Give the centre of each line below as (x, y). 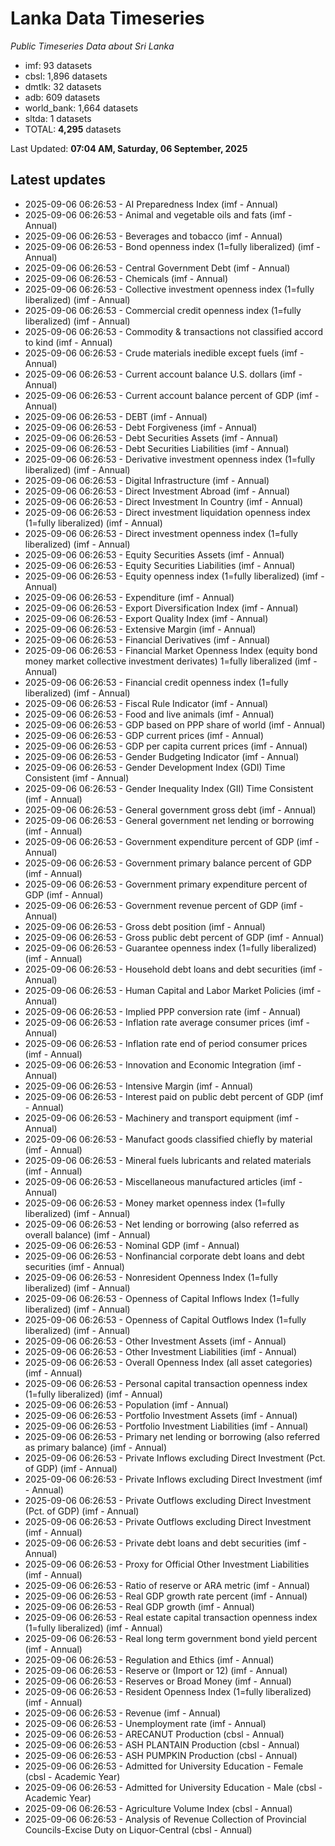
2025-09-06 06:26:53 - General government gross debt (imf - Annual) (170, 809)
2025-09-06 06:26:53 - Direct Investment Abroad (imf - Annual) (157, 491)
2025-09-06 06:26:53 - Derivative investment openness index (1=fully (170, 459)
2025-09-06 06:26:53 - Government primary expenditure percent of (166, 884)
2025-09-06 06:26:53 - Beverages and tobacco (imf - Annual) (153, 236)
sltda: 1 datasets (58, 118)
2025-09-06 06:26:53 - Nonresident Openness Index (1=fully (151, 1277)
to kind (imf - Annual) (68, 342)
